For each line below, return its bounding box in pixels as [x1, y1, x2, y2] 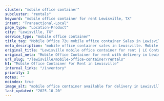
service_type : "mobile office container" [5, 34, 91, 39]
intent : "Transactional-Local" [5, 20, 69, 26]
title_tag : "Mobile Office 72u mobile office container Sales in [5, 39, 141, 44]
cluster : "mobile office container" [5, 7, 80, 12]
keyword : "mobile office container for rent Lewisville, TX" [5, 16, 132, 21]
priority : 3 [5, 70, 29, 75]
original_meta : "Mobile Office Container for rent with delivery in [5, 52, 147, 57]
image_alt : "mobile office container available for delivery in [5, 84, 139, 89]
